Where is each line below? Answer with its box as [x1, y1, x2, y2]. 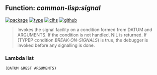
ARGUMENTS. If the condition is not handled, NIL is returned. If [17, 32, 147, 37]
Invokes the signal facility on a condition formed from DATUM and [17, 27, 153, 33]
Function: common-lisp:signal [5, 4, 101, 12]
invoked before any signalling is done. [17, 42, 95, 48]
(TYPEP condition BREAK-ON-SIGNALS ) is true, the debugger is [17, 37, 148, 43]
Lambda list [5, 54, 34, 61]
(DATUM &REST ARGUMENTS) [5, 66, 57, 71]
